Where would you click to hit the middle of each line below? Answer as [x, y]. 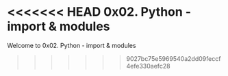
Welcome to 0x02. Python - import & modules [72, 45]
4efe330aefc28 [148, 66]
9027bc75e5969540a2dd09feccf [174, 58]
